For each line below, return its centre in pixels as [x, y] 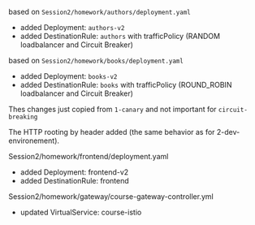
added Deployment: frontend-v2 [74, 172]
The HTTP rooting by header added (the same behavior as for [112, 132]
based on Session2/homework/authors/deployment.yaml [99, 12]
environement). [34, 141]
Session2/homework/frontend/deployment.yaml [89, 156]
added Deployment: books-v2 [69, 76]
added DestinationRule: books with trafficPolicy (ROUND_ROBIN [126, 85]
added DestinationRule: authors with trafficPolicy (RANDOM [120, 36]
